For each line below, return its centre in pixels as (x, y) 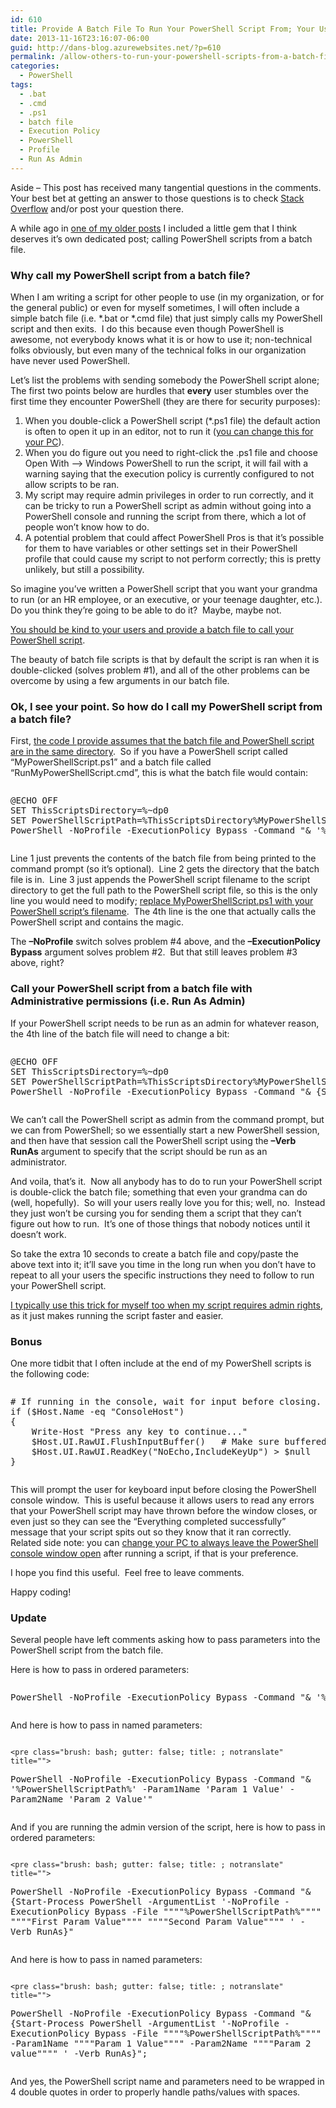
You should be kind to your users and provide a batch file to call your (152, 630)
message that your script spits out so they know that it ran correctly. (151, 1532)
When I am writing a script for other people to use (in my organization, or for (167, 297)
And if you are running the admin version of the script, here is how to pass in (168, 1827)
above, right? (37, 963)
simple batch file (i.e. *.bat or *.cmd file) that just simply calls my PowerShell (166, 318)
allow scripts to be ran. (72, 485)
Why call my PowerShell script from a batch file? (130, 275)
